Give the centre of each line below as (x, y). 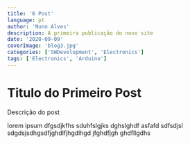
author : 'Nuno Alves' (38, 26)
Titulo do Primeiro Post (75, 92)
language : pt (26, 20)
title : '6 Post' (31, 13)
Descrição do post (34, 112)
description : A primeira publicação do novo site (80, 33)
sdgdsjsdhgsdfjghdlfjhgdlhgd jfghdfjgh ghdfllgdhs (79, 133)
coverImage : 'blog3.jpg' (43, 46)
